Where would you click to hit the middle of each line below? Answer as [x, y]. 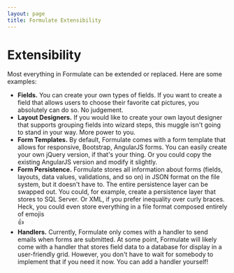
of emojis [31, 214]
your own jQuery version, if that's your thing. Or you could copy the [114, 155]
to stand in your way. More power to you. [76, 132]
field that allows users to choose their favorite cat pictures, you [108, 103]
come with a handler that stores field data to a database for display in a [119, 247]
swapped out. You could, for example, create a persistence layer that [117, 192]
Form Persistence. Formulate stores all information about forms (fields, [120, 169]
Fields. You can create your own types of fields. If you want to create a [119, 95]
